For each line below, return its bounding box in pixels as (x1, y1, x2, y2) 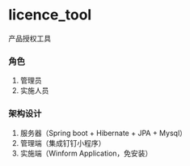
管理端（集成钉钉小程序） (19, 138, 106, 147)
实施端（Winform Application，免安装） (19, 148, 153, 158)
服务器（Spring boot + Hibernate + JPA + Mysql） (19, 128, 188, 138)
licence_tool (8, 6, 92, 24)
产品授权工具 (8, 33, 51, 43)
